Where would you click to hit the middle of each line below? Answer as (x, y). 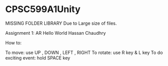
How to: (13, 43)
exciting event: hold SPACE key (38, 58)
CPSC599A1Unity (43, 9)
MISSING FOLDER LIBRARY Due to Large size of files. (61, 23)
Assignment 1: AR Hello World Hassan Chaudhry (56, 33)
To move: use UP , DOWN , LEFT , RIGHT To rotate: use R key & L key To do (84, 52)
